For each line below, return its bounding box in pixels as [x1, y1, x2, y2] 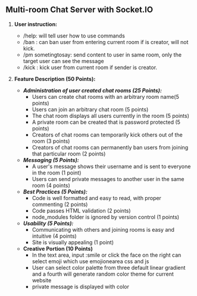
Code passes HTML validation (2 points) [32, 207, 132, 214]
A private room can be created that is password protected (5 [32, 119, 181, 126]
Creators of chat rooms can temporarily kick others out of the [32, 131, 183, 138]
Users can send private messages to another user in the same [32, 175, 185, 182]
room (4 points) [32, 182, 71, 189]
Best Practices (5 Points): [23, 188, 87, 195]
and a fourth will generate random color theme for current [32, 270, 174, 278]
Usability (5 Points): [23, 220, 74, 227]
